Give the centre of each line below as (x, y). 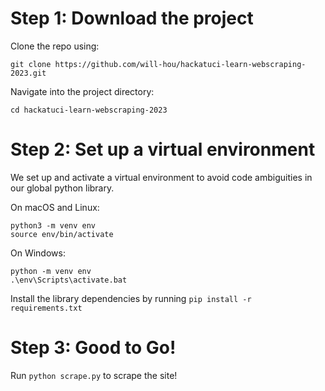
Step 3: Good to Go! (93, 348)
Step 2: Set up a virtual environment (163, 149)
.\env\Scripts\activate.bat (69, 280)
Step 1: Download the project (132, 18)
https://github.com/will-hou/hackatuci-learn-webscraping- (180, 64)
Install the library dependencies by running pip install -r (131, 298)
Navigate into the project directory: (82, 91)
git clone (31, 64)
